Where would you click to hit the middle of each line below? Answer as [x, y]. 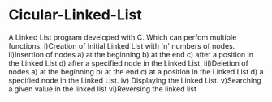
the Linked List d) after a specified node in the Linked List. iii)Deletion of [129, 63]
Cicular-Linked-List [75, 15]
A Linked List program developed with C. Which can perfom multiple [123, 37]
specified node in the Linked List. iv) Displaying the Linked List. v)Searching [135, 80]
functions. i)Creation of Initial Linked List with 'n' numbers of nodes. [122, 45]
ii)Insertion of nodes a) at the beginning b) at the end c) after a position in [131, 54]
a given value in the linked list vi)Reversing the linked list [102, 89]
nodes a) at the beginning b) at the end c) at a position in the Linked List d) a [136, 71]
